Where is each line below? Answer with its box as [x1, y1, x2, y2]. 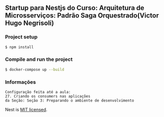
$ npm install [5, 45, 34, 50]
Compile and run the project [5, 56, 73, 63]
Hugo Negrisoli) [5, 19, 54, 27]
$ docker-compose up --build [5, 67, 64, 72]
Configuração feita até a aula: [5, 90, 71, 95]
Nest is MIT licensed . [5, 107, 48, 113]
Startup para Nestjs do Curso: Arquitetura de [5, 4, 144, 12]
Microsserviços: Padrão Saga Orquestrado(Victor [5, 12, 159, 20]
